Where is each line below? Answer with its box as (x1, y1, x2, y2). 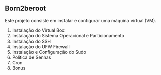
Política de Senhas (12, 54, 51, 60)
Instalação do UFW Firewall (12, 43, 70, 50)
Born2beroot (5, 4, 46, 13)
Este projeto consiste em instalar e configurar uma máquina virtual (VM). (5, 17, 157, 23)
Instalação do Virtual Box (12, 27, 65, 33)
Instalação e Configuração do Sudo (12, 49, 87, 55)
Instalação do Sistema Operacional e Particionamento (12, 32, 125, 39)
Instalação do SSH (12, 38, 51, 44)
